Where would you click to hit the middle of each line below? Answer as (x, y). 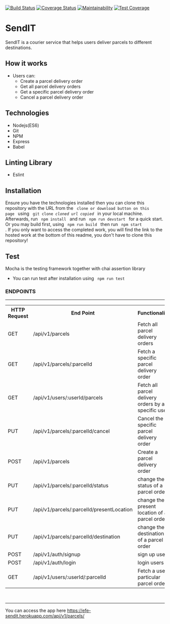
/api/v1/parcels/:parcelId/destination (77, 537)
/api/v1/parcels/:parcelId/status (71, 485)
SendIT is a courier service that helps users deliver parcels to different (79, 42)
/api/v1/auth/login (55, 563)
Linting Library (29, 163)
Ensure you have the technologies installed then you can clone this (75, 203)
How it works (26, 63)
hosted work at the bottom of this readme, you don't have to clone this (79, 235)
